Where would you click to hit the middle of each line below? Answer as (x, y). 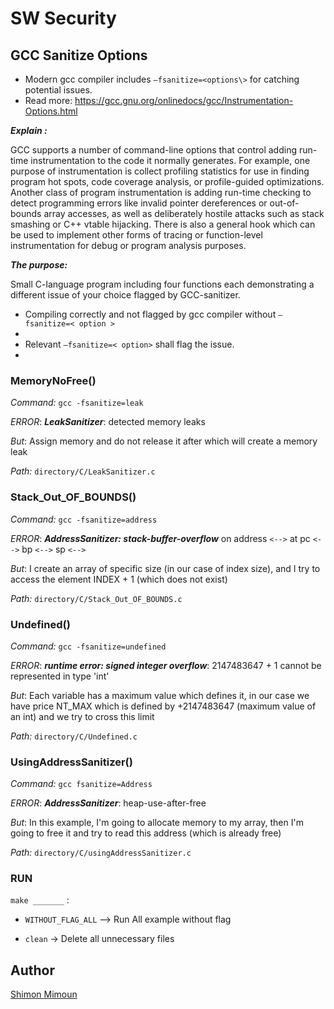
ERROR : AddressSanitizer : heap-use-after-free (108, 803)
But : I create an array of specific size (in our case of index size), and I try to (165, 568)
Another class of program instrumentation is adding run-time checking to (161, 192)
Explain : (29, 130)
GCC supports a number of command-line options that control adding (154, 150)
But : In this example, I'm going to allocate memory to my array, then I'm (157, 823)
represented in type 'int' (60, 676)
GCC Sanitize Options (79, 55)
